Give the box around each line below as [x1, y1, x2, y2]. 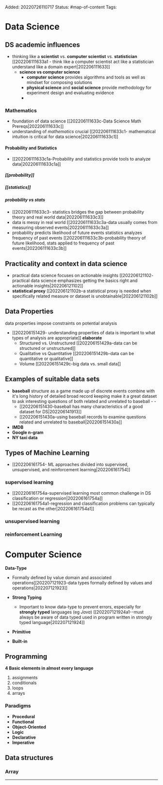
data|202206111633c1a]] [12, 161, 61, 167]
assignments [12, 675, 38, 681]
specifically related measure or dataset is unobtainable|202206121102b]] [12, 293, 158, 299]
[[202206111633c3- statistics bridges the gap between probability [12, 209, 144, 215]
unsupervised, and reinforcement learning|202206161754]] [12, 467, 130, 473]
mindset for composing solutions [26, 80, 93, 85]
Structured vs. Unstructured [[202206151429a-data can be [19, 340, 137, 346]
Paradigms [5, 703, 31, 709]
